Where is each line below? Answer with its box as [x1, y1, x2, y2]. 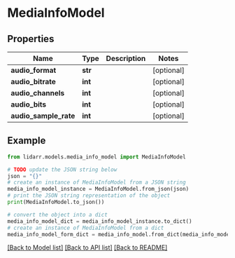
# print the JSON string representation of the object [7, 192, 171, 199]
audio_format [10, 65, 57, 75]
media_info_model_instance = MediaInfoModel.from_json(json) [7, 186, 190, 193]
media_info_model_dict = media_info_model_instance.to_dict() [7, 217, 192, 225]
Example [7, 135, 46, 147]
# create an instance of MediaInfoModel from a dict [7, 224, 164, 231]
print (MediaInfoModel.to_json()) [7, 198, 105, 206]
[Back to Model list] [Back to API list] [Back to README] [7, 243, 168, 252]
